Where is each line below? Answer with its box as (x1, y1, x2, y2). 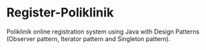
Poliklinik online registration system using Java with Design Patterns (6, 27, 200, 36)
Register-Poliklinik (6, 5, 114, 21)
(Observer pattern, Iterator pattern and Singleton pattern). (6, 34, 171, 42)
